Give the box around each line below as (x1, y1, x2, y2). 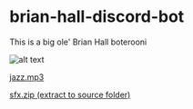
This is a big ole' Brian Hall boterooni (9, 36, 147, 47)
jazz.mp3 (9, 71, 45, 83)
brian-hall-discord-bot (9, 6, 185, 27)
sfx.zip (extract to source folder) (9, 89, 131, 100)
